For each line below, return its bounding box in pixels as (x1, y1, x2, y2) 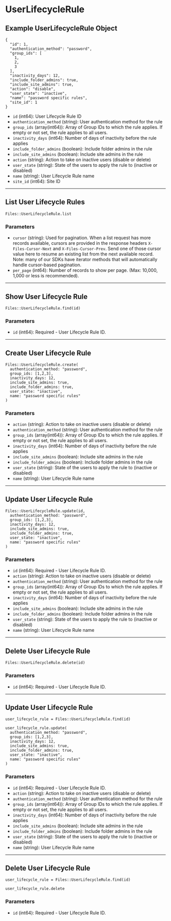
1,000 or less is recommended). (12, 273, 79, 279)
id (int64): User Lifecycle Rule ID (12, 113, 82, 119)
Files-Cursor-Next (12, 246, 52, 252)
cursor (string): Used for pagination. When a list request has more (12, 235, 151, 241)
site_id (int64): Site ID (12, 178, 61, 184)
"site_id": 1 (10, 100, 38, 105)
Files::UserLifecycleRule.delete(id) (5, 660, 85, 666)
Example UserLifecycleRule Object (5, 24, 118, 33)
